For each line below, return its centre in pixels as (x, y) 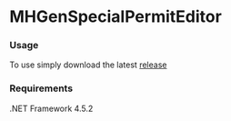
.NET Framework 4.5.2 (51, 108)
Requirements (41, 88)
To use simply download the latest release (88, 65)
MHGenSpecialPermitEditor (116, 17)
